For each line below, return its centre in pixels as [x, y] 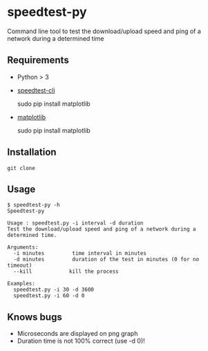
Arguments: [23, 247]
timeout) [20, 266]
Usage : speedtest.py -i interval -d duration [75, 223]
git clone [21, 168]
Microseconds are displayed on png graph [77, 334]
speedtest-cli [36, 90]
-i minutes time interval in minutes [80, 254]
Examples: [21, 284]
